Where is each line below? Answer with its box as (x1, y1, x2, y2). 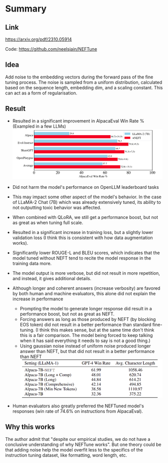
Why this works (5, 423, 55, 431)
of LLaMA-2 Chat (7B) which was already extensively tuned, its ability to (12, 199, 161, 205)
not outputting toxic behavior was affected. (12, 204, 101, 211)
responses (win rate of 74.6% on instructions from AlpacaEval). (12, 408, 143, 414)
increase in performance (12, 296, 63, 302)
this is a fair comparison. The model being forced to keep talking (19, 332, 153, 338)
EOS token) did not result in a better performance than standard (19, 322, 151, 328)
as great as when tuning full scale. (12, 219, 83, 226)
